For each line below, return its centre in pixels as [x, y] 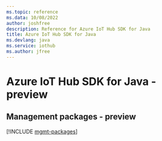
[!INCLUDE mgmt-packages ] [42, 131]
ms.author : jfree [28, 52]
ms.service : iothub [31, 46]
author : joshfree [28, 23]
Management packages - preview [71, 117]
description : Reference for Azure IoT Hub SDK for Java [78, 29]
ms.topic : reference [32, 12]
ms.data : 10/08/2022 [32, 18]
